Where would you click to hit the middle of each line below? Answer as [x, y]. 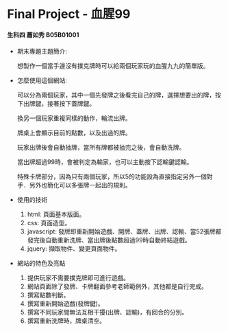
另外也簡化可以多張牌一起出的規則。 [80, 185]
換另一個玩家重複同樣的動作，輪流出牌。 [74, 118]
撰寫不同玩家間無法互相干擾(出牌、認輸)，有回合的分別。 [107, 312]
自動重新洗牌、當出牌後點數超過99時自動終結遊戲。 [118, 240]
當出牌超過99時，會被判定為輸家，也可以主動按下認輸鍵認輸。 [105, 162]
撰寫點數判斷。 [48, 295]
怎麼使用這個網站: [42, 80]
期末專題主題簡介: [42, 52]
